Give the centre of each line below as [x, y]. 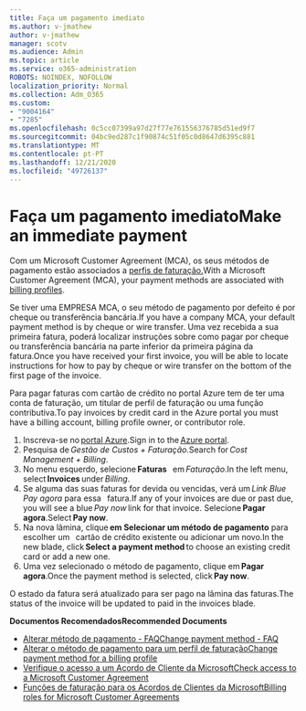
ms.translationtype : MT [55, 145]
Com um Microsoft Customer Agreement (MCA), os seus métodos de [139, 260]
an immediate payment [98, 235]
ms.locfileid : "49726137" [58, 171]
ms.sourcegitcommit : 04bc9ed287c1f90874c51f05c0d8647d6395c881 [132, 137]
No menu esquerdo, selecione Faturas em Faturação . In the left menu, [155, 469]
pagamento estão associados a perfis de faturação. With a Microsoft [137, 271]
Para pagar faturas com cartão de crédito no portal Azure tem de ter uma [147, 393]
